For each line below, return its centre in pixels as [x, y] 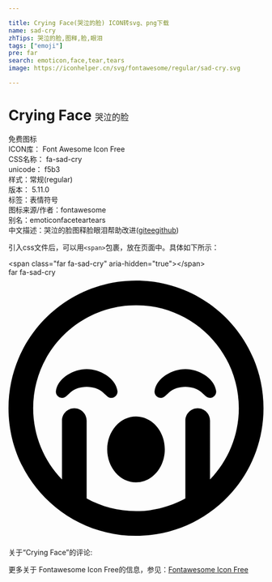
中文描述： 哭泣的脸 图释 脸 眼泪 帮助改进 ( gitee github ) [94, 230]
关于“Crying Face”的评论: [51, 553]
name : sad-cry [32, 30]
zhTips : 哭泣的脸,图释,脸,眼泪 [55, 38]
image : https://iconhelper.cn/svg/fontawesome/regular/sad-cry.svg [125, 68]
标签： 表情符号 [33, 199]
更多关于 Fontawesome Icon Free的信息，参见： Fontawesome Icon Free [128, 570]
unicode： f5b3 [34, 169]
